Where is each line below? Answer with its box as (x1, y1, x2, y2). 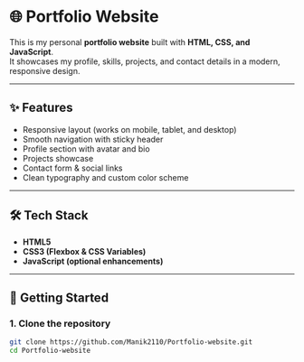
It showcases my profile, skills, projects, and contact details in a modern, (9, 56, 280, 67)
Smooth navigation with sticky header (22, 134, 164, 144)
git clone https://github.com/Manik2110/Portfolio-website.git (9, 338, 253, 347)
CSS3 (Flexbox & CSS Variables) (22, 246, 147, 256)
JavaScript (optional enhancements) (22, 255, 164, 266)
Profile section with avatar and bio (22, 143, 151, 154)
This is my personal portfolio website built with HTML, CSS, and (9, 36, 251, 47)
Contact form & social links (22, 162, 124, 173)
